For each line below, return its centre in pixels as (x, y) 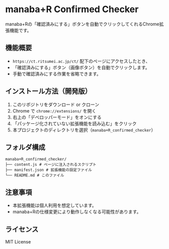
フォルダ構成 (25, 147)
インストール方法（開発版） (49, 92)
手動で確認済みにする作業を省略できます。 (57, 74)
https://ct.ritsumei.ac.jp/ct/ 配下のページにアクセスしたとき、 (81, 61)
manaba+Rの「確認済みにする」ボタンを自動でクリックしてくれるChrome (82, 24)
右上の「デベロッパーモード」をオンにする (57, 117)
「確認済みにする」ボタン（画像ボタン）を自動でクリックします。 (81, 67)
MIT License (18, 242)
